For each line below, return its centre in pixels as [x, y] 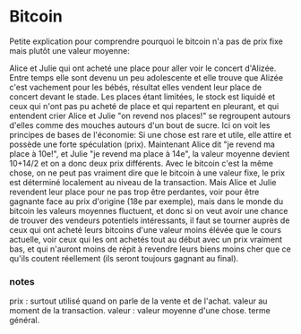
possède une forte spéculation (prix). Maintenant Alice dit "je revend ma [142, 144]
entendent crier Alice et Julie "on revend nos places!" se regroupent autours [150, 116]
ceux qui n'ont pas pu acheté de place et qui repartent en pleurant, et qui [144, 106]
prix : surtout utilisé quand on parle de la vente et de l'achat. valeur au [138, 301]
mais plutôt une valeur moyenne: [69, 50]
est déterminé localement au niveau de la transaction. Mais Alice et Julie [143, 182]
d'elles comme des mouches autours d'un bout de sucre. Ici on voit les [140, 125]
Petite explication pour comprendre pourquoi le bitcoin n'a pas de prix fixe [146, 41]
